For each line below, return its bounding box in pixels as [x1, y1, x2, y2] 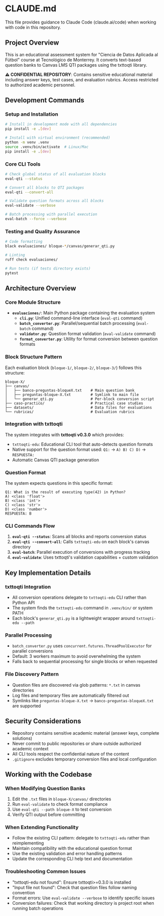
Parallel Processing [5, 632, 52, 639]
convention [12, 890, 35, 895]
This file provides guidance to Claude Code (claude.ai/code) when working [5, 19, 157, 25]
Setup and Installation [5, 111, 59, 118]
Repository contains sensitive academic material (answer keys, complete [12, 730, 160, 736]
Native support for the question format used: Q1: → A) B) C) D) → [12, 446, 146, 452]
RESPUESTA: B [5, 511, 32, 516]
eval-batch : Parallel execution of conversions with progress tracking [12, 549, 150, 555]
